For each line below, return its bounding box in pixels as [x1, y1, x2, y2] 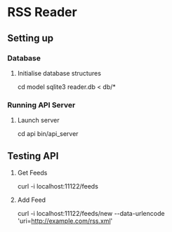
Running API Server [7, 100, 76, 109]
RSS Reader [7, 4, 77, 20]
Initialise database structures [17, 69, 102, 77]
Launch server [17, 116, 60, 125]
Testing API [7, 150, 59, 162]
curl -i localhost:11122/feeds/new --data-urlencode [17, 209, 165, 217]
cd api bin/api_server [17, 130, 79, 138]
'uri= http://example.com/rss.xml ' [17, 217, 113, 225]
